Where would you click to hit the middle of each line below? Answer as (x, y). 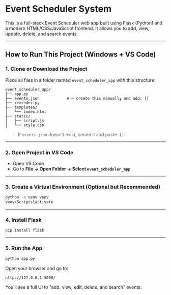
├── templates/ (21, 107)
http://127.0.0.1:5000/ (31, 278)
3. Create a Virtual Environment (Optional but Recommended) (83, 187)
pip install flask (25, 230)
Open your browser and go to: (37, 269)
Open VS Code (28, 163)
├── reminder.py (22, 103)
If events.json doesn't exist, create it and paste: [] (71, 134)
